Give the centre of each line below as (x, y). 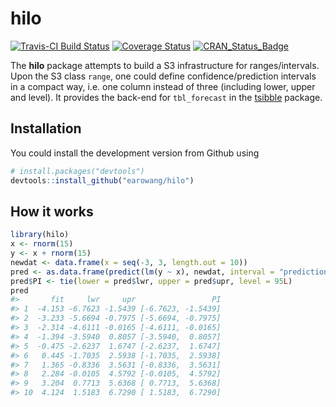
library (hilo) (40, 235)
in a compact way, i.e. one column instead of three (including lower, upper (163, 86)
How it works (52, 211)
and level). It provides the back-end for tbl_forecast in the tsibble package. (166, 97)
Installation (46, 128)
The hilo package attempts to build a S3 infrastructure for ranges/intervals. (165, 65)
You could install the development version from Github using (135, 153)
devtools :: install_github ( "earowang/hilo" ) (102, 180)
